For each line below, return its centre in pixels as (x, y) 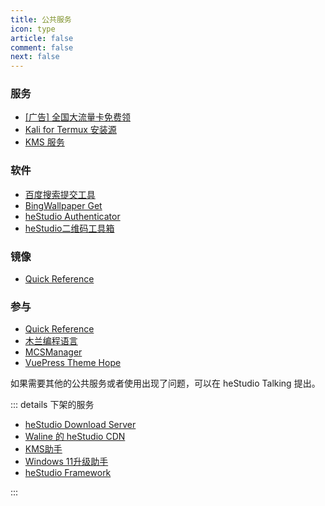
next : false (35, 57)
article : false (42, 38)
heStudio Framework (68, 473)
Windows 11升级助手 (66, 462)
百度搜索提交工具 (60, 194)
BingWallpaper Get (63, 205)
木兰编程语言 (51, 341)
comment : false (42, 47)
